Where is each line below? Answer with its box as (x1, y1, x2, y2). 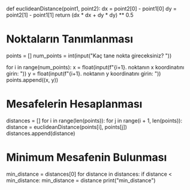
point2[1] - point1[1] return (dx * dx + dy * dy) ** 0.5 (6, 11, 134, 19)
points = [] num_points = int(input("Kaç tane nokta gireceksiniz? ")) (6, 52, 172, 59)
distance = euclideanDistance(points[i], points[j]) (6, 123, 128, 130)
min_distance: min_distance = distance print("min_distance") (6, 176, 156, 184)
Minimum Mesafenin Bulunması (6, 151, 167, 164)
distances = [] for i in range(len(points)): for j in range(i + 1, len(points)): (6, 117, 183, 124)
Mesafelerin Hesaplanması (6, 97, 143, 111)
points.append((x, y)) (6, 76, 59, 83)
